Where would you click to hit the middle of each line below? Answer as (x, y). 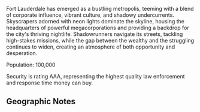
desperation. (22, 53)
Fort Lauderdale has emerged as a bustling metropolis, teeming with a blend (100, 9)
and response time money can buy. (50, 83)
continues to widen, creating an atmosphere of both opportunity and (91, 47)
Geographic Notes (41, 102)
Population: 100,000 (31, 65)
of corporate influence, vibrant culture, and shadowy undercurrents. (90, 15)
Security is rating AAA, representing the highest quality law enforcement (96, 76)
